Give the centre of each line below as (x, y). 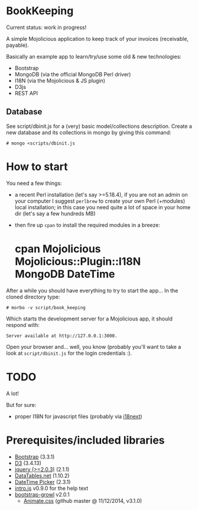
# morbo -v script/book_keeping (46, 307)
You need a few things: (34, 183)
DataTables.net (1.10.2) (42, 476)
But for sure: (21, 405)
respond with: (23, 325)
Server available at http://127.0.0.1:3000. (62, 336)
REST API (26, 93)
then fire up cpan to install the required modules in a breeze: (87, 225)
